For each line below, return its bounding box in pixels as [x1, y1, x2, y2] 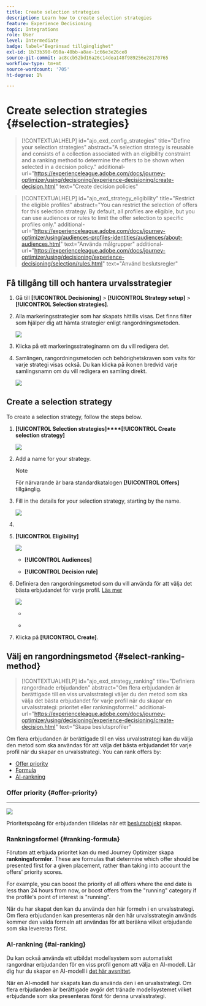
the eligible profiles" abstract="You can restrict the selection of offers [21, 201, 198, 209]
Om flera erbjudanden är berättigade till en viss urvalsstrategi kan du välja [6, 735, 193, 742]
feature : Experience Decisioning [6, 20, 92, 26]
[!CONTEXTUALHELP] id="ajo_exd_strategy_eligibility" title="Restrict [21, 195, 195, 202]
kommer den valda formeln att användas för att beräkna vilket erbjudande [6, 918, 193, 925]
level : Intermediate [6, 37, 59, 44]
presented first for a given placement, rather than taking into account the [6, 862, 191, 870]
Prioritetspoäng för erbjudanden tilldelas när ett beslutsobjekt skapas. [6, 819, 183, 827]
